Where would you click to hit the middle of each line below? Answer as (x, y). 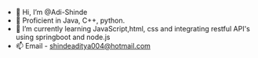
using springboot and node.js (63, 37)
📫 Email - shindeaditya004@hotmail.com (83, 46)
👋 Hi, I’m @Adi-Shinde (51, 12)
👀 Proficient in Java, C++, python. (70, 20)
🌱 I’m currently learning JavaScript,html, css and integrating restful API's (133, 29)
